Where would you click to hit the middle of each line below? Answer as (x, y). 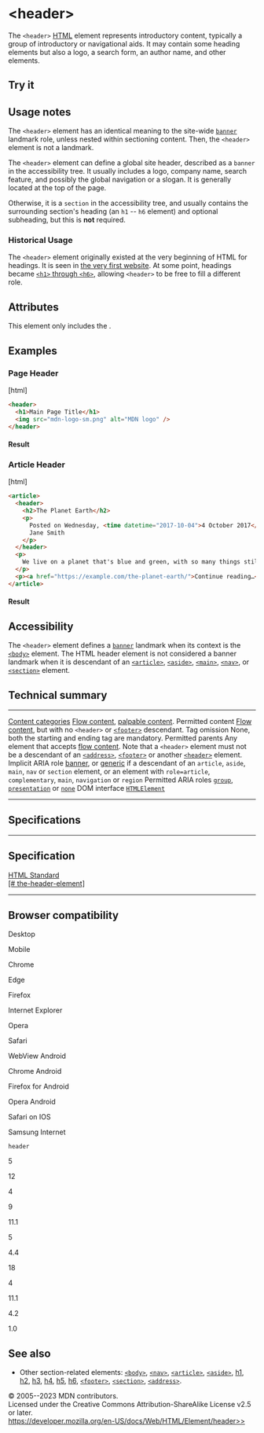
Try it (21, 85)
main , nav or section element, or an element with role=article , (109, 771)
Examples (33, 351)
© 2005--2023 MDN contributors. (63, 1396)
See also (29, 1353)
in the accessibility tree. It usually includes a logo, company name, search (128, 171)
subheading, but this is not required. (67, 220)
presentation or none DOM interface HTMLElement (86, 788)
